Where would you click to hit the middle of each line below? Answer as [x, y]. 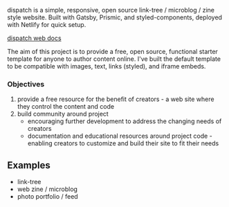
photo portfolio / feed [47, 197]
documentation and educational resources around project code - [120, 136]
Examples [29, 165]
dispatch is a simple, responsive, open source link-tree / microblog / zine [111, 10]
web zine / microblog [47, 189]
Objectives [26, 84]
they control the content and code [66, 107]
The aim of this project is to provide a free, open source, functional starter [112, 52]
